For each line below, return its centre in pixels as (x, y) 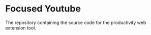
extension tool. (21, 27)
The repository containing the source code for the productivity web (76, 22)
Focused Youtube (43, 9)
